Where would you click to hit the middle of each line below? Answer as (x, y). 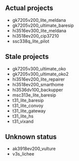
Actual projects (29, 8)
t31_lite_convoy (28, 106)
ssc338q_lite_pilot (31, 41)
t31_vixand (23, 121)
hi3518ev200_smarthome (38, 84)
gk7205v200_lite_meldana (39, 20)
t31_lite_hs (23, 116)
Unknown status (31, 137)
